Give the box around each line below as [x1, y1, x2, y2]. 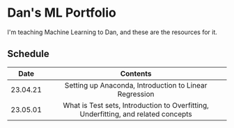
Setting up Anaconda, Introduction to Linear [64, 80, 208, 90]
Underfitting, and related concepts [79, 109, 193, 119]
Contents [120, 68, 152, 78]
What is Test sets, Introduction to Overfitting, [62, 100, 209, 110]
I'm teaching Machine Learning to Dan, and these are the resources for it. [7, 28, 218, 36]
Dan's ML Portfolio [7, 5, 116, 21]
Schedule [7, 48, 50, 60]
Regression [117, 89, 155, 99]
